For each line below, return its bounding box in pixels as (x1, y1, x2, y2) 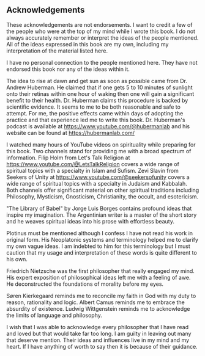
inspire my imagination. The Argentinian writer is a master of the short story (6, 211, 197, 219)
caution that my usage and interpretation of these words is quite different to (6, 249, 197, 256)
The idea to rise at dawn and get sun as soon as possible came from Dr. (6, 77, 188, 84)
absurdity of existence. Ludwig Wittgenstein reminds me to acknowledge (6, 305, 190, 312)
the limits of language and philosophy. (6, 311, 102, 319)
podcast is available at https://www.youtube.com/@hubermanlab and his (6, 122, 190, 130)
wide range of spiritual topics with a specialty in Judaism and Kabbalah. (6, 180, 188, 187)
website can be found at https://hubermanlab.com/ (6, 129, 135, 136)
